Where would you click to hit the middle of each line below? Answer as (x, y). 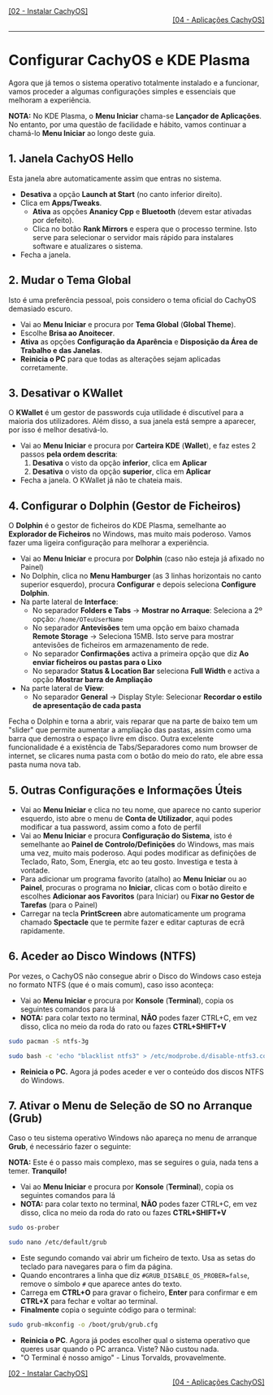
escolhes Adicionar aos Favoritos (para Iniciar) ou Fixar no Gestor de (137, 896)
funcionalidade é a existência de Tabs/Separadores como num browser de (133, 747)
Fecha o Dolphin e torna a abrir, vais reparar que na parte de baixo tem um (133, 721)
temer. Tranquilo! (38, 1171)
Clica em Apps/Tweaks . (61, 203)
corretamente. (44, 367)
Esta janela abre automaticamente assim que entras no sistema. (115, 178)
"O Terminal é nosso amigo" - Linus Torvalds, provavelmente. (123, 1358)
